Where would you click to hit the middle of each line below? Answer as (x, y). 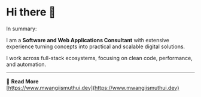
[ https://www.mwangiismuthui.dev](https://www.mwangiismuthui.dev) (93, 87)
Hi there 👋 (31, 12)
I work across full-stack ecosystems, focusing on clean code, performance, (99, 58)
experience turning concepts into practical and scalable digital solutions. (96, 46)
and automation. (26, 64)
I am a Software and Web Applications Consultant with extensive (88, 40)
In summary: (22, 29)
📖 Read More (22, 81)
